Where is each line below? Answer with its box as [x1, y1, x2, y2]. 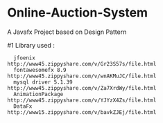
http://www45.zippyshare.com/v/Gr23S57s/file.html [7, 60, 157, 67]
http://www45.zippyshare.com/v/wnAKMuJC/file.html [7, 73, 157, 79]
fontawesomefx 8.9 [13, 66, 67, 73]
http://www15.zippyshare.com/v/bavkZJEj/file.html [7, 108, 157, 115]
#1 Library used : [7, 41, 55, 49]
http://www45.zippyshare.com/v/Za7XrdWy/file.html [7, 84, 157, 91]
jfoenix [13, 54, 36, 61]
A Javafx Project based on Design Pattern [7, 28, 127, 36]
